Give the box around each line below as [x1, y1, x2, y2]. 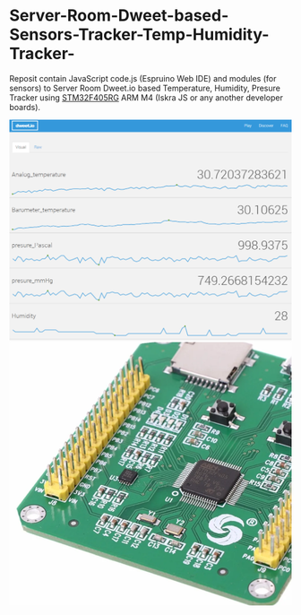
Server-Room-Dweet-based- [9, 5, 229, 26]
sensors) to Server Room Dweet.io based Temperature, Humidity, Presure [9, 82, 280, 93]
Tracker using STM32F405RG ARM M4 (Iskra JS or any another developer [9, 91, 284, 103]
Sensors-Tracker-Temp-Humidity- [9, 24, 270, 45]
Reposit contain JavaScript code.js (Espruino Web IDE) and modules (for [9, 73, 277, 83]
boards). [9, 101, 41, 112]
